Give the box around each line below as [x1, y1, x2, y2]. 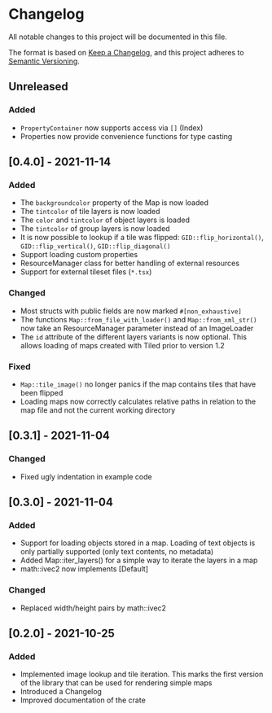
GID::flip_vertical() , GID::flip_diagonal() [20, 241, 171, 251]
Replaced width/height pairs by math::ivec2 [20, 603, 167, 613]
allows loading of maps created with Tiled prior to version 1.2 [20, 340, 226, 350]
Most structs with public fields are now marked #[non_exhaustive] [20, 306, 243, 316]
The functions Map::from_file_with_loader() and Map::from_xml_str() [20, 314, 257, 324]
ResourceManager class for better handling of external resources [20, 258, 240, 269]
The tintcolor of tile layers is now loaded [20, 207, 160, 217]
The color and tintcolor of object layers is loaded [20, 215, 190, 225]
